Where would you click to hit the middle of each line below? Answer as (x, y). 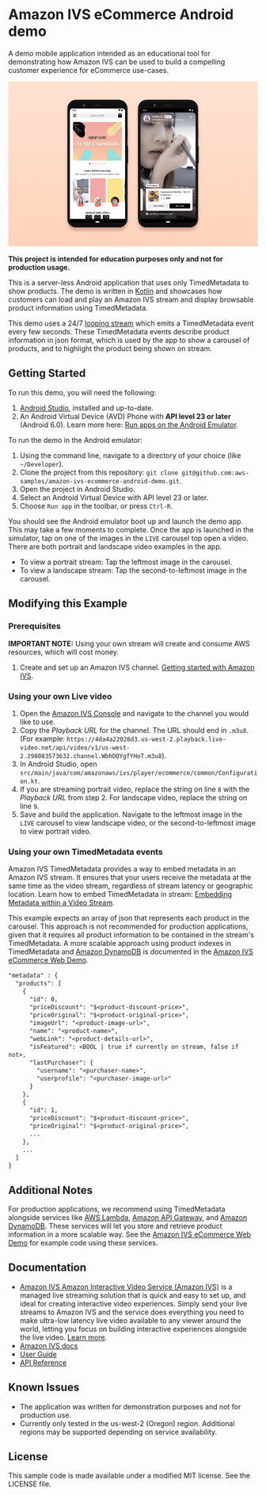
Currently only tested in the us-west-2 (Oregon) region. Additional (127, 1423)
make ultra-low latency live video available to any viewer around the (130, 1320)
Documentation (47, 1268)
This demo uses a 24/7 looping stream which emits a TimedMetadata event (131, 323)
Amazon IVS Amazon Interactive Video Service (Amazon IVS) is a (126, 1287)
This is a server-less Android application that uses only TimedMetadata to (129, 283)
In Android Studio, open (58, 764)
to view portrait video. (55, 831)
